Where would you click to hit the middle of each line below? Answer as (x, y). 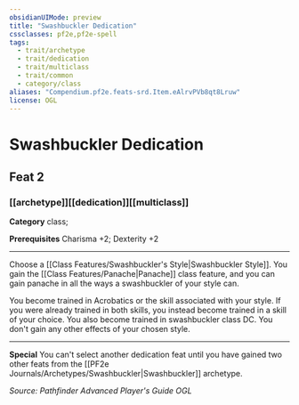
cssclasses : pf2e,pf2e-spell (63, 34)
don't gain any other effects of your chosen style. (100, 329)
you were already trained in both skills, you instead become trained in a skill (148, 310)
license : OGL (33, 100)
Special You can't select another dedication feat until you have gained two (146, 355)
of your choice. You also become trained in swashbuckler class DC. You (141, 320)
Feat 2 (27, 177)
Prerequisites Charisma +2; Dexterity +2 (84, 239)
